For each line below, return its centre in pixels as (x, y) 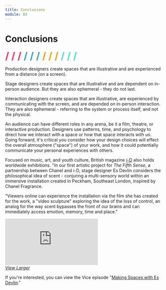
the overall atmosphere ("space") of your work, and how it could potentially (82, 145)
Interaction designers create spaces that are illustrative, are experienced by (82, 99)
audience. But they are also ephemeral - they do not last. (78, 89)
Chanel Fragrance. (24, 186)
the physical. (18, 115)
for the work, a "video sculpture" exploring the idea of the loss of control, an (83, 201)
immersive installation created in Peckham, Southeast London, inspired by (80, 181)
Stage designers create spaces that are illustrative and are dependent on (79, 84)
